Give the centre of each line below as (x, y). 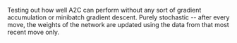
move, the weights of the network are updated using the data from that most (118, 25)
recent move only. (34, 32)
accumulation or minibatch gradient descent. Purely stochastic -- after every (119, 17)
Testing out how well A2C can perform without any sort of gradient (104, 10)
